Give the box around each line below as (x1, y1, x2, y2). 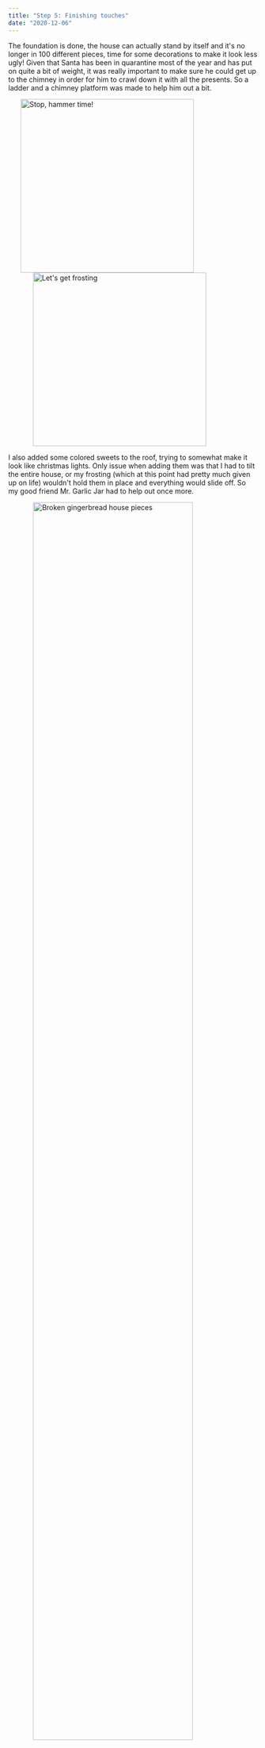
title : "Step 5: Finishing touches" (8, 11, 129, 20)
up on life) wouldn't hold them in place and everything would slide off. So (8, 478, 247, 487)
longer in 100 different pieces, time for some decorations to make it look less (8, 49, 258, 59)
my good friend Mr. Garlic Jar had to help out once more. (8, 486, 194, 496)
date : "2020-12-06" (8, 19, 73, 27)
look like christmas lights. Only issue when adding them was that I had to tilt (8, 461, 256, 471)
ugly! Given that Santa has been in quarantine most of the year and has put (8, 57, 252, 67)
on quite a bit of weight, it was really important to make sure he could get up (8, 66, 257, 75)
